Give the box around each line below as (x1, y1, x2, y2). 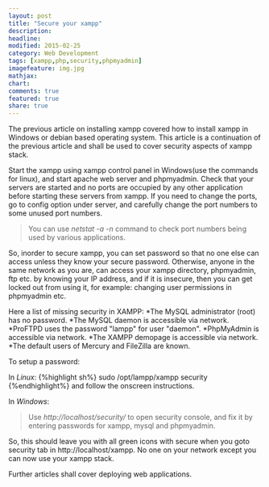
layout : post (8, 11, 52, 20)
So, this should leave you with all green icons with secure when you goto (8, 437, 250, 447)
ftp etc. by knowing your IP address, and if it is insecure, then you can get (8, 274, 253, 283)
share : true (8, 102, 48, 110)
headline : (8, 34, 42, 43)
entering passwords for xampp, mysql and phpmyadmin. (27, 421, 216, 430)
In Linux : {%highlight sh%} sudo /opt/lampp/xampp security (8, 372, 208, 382)
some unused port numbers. (8, 208, 103, 218)
